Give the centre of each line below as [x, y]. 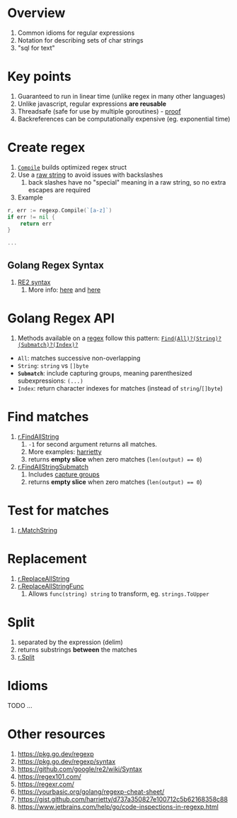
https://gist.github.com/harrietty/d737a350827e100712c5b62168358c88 [123, 799]
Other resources [57, 734]
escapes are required [59, 190]
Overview [36, 13]
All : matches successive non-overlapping [79, 358]
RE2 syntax [34, 282]
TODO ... [20, 705]
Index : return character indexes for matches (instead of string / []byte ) [120, 388]
